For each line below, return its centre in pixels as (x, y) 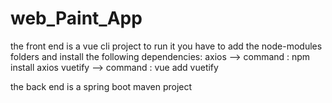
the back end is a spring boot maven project (101, 86)
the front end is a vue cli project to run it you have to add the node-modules (166, 46)
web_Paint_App (76, 18)
